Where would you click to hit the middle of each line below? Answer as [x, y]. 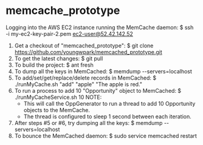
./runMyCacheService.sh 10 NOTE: [58, 97]
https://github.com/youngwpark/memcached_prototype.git [88, 52]
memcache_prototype [63, 11]
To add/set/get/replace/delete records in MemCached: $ [85, 78]
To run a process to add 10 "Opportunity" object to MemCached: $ [98, 90]
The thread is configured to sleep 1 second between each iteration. [108, 116]
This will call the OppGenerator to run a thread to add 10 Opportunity [109, 103]
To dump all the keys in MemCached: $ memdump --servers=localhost [103, 71]
